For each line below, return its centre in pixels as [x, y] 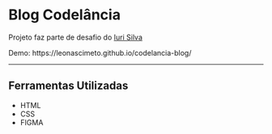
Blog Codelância [65, 15]
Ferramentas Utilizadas [68, 86]
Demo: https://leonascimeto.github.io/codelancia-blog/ [100, 52]
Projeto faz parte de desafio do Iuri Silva [76, 37]
